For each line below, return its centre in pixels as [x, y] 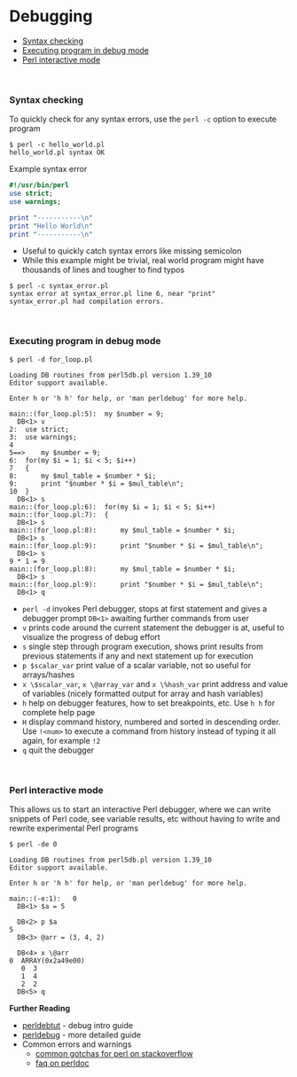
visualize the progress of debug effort [91, 636]
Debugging [51, 16]
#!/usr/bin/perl [39, 185]
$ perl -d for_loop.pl [51, 359]
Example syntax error [48, 169]
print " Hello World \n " [51, 226]
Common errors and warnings [77, 1044]
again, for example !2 [61, 740]
